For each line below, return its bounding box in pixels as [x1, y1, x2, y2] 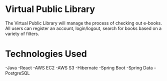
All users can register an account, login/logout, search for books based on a [5, 25, 162, 31]
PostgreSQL [5, 70, 30, 76]
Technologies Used [5, 48, 87, 59]
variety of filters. [5, 30, 39, 36]
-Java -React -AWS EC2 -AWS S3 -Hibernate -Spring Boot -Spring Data [5, 64, 153, 70]
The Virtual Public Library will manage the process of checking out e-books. [5, 20, 162, 26]
